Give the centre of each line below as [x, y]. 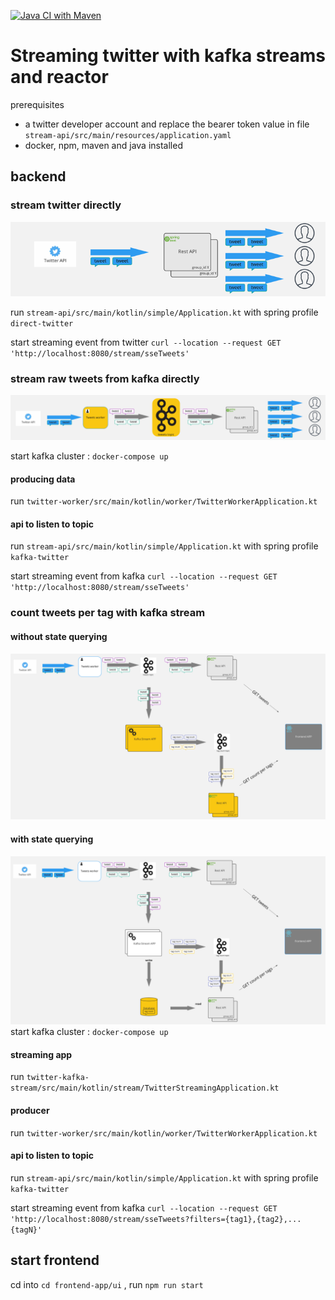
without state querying [59, 636]
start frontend [55, 1260]
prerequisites [37, 104]
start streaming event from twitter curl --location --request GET [146, 342]
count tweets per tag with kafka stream [108, 613]
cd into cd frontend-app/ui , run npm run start [107, 1284]
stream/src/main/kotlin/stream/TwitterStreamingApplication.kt [145, 1088]
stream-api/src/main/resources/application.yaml [128, 135]
